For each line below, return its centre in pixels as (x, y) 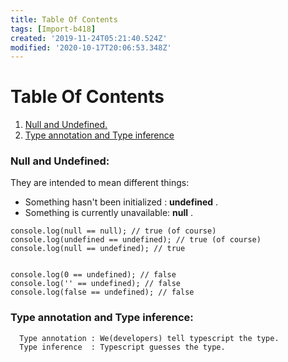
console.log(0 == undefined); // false (93, 275)
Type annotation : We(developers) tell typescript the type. (149, 338)
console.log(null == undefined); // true (98, 249)
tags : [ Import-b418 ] (53, 29)
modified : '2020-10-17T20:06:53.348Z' (91, 47)
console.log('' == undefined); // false (96, 284)
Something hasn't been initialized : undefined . (121, 202)
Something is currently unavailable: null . (109, 213)
